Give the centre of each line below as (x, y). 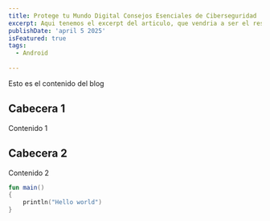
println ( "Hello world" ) (63, 203)
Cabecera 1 (37, 109)
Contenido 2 (29, 173)
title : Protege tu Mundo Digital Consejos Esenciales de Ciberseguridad (133, 16)
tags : (17, 46)
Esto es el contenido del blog (56, 83)
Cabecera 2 (38, 153)
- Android (32, 53)
